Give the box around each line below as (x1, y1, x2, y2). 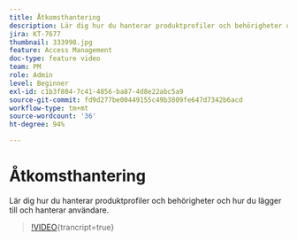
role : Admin (9, 71, 53, 80)
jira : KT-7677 (9, 29, 62, 38)
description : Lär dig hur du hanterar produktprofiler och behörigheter (9, 21, 283, 30)
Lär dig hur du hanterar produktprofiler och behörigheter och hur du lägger (9, 195, 282, 206)
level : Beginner (9, 79, 69, 88)
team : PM (9, 63, 42, 72)
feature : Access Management (9, 46, 113, 55)
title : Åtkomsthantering (9, 12, 101, 22)
